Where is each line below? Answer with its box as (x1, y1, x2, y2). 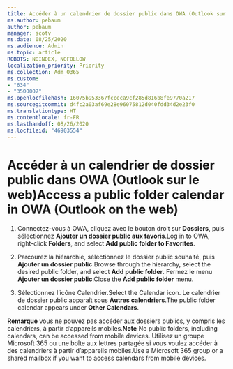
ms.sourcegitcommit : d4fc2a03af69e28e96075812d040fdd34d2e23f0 (7, 101, 195, 108)
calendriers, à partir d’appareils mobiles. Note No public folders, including (7, 324, 218, 333)
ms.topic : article (7, 50, 61, 57)
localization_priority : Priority (7, 62, 105, 69)
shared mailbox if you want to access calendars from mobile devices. (7, 354, 206, 363)
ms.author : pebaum (7, 17, 61, 24)
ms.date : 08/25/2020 (7, 36, 68, 43)
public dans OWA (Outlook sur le (7, 172, 200, 188)
